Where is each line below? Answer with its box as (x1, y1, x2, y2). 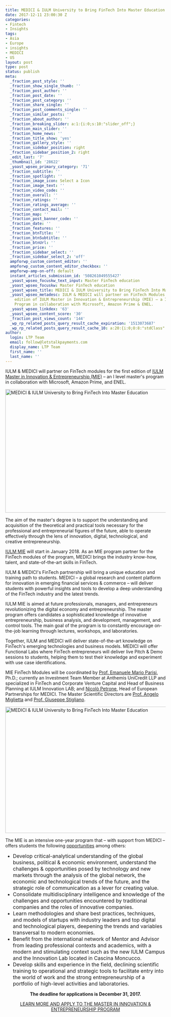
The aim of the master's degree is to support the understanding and (5, 517, 148, 523)
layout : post (5, 60, 33, 65)
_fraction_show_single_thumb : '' (10, 83, 81, 88)
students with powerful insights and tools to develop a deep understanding (5, 585, 162, 591)
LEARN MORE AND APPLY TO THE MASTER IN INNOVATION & (20, 1001, 151, 1007)
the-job (5, 627, 21, 634)
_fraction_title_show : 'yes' (10, 136, 72, 141)
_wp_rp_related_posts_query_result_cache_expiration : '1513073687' (10, 321, 156, 326)
